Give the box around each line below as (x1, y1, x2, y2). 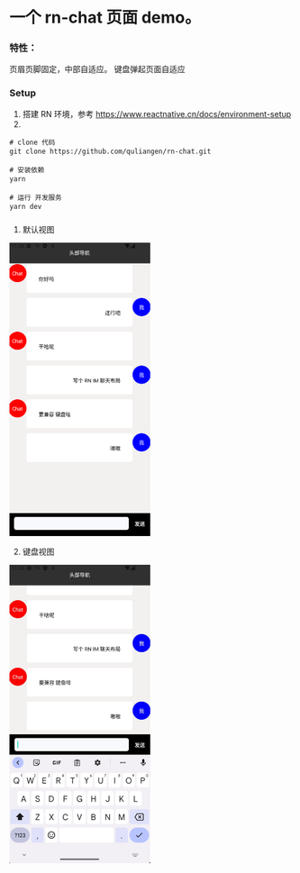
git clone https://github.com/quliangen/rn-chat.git (9, 147, 212, 156)
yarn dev (9, 202, 42, 211)
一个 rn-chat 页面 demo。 (9, 7, 201, 28)
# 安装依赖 (9, 165, 45, 175)
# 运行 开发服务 (9, 193, 62, 202)
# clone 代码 (9, 138, 56, 147)
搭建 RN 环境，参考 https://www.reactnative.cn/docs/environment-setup (22, 108, 292, 119)
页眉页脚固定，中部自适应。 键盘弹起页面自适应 (9, 64, 186, 75)
